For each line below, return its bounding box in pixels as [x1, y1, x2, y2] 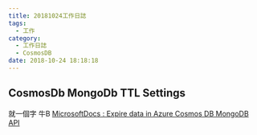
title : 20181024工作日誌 [8, 11, 87, 20]
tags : [8, 19, 27, 27]
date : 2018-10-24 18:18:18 [8, 57, 99, 65]
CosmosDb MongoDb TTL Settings [8, 86, 186, 100]
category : [8, 34, 42, 43]
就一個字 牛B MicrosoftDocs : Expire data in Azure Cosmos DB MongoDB [8, 108, 249, 118]
